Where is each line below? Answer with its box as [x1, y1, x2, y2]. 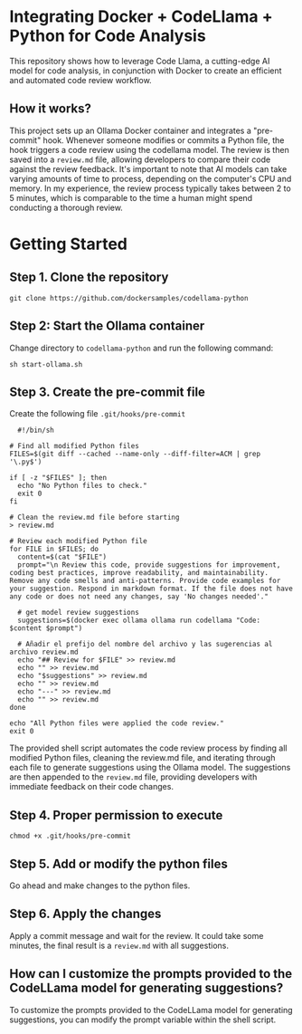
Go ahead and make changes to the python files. [9, 880, 191, 891]
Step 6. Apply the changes [9, 906, 162, 922]
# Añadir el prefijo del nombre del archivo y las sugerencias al [17, 640, 273, 649]
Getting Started [9, 234, 128, 254]
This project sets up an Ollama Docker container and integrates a [9, 125, 251, 136]
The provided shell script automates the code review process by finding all [9, 742, 288, 753]
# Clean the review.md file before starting [9, 513, 180, 522]
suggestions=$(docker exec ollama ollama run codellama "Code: [17, 616, 260, 626]
